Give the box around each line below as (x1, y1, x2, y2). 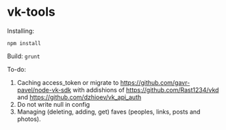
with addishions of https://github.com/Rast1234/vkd (73, 86, 219, 94)
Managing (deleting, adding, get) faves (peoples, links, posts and (16, 107, 201, 116)
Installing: (7, 27, 34, 35)
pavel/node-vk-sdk (16, 86, 72, 94)
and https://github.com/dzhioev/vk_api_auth (16, 93, 142, 101)
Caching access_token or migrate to (16, 78, 119, 86)
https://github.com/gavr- (120, 78, 190, 86)
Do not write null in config (16, 100, 90, 108)
